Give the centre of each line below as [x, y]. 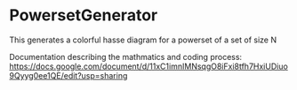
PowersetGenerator [84, 15]
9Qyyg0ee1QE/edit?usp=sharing [68, 75]
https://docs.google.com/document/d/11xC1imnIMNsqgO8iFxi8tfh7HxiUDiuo [149, 66]
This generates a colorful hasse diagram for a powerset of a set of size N [143, 40]
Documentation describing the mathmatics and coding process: [126, 56]
